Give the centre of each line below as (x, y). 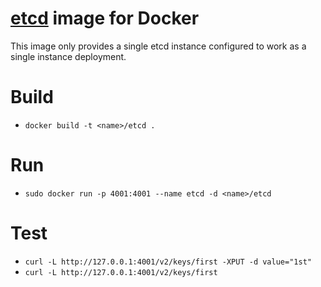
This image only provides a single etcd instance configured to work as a (158, 46)
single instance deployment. (68, 56)
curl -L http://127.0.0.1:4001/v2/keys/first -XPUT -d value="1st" (168, 262)
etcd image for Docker (105, 18)
